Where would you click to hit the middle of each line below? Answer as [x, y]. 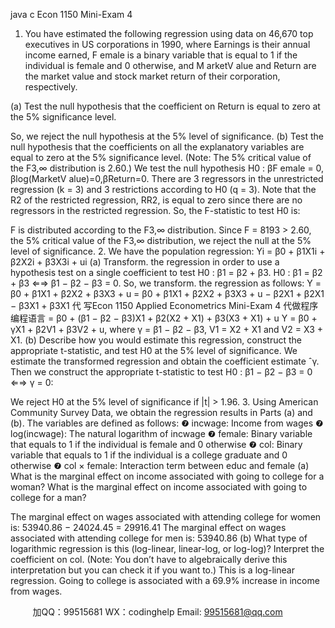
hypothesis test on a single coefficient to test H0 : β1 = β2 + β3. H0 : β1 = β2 [166, 272]
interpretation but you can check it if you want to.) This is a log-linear [152, 570]
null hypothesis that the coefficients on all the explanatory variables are [157, 147]
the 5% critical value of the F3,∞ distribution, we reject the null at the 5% [161, 240]
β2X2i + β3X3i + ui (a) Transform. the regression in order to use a [145, 262]
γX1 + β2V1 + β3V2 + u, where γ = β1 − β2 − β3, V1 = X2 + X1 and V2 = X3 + [167, 329]
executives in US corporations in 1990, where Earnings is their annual [167, 44]
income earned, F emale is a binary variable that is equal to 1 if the [161, 55]
